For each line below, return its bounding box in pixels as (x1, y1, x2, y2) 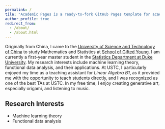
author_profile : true (5, 16, 50, 21)
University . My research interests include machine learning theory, (5, 60, 139, 65)
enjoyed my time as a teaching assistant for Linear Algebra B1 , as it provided (5, 70, 160, 75)
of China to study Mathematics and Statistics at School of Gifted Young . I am (5, 49, 160, 55)
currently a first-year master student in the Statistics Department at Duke (5, 54, 153, 60)
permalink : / (5, 7, 32, 12)
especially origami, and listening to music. (5, 86, 90, 91)
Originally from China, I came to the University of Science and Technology (5, 44, 155, 49)
